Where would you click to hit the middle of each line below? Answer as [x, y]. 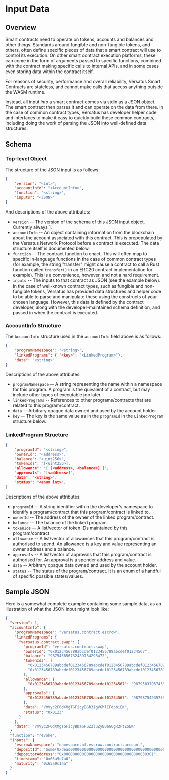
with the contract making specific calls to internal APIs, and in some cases [82, 66]
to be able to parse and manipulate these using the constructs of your [85, 296]
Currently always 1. [32, 227]
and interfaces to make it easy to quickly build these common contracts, [80, 118]
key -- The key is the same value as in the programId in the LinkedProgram [88, 416]
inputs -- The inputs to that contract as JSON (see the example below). [87, 280]
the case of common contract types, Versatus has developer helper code [81, 112]
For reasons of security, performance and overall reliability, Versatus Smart [83, 81]
